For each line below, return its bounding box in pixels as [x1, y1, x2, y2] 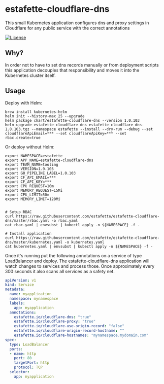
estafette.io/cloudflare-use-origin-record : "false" [14, 324, 125, 329]
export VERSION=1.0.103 [5, 166, 54, 171]
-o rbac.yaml [51, 218, 78, 223]
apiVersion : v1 [5, 278, 36, 283]
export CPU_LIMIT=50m [5, 192, 50, 197]
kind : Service [5, 282, 34, 287]
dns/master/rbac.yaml [5, 218, 50, 223]
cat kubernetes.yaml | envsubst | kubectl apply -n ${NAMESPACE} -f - [5, 244, 153, 249]
